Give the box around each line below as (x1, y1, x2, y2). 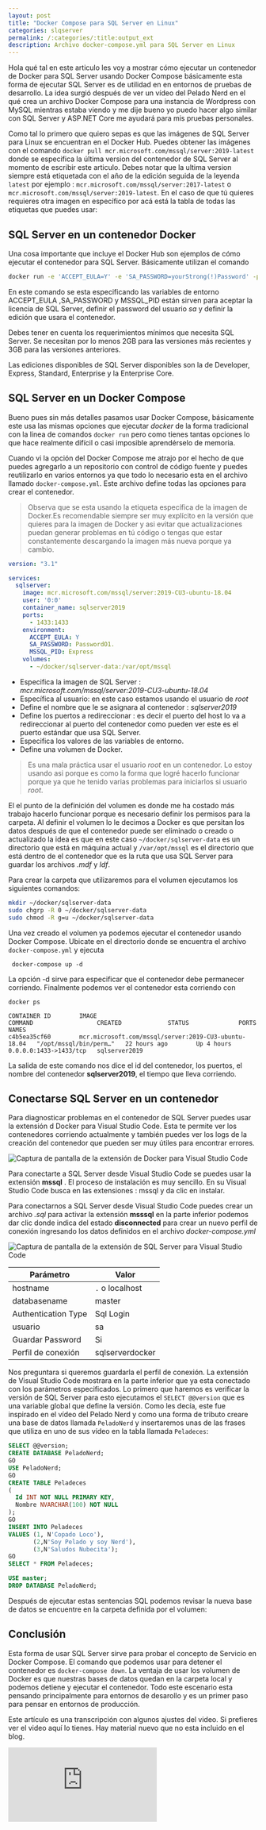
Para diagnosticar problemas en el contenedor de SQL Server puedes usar (8, 1113, 252, 1123)
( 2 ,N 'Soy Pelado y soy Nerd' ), (32, 1538, 136, 1546)
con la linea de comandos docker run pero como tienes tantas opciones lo (8, 430, 251, 439)
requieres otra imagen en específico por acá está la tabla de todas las (8, 196, 236, 206)
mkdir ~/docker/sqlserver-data (8, 899, 112, 907)
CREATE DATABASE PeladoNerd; (8, 1450, 104, 1458)
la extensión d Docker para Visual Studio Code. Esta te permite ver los (8, 1121, 237, 1131)
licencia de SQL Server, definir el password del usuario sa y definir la (8, 303, 234, 314)
